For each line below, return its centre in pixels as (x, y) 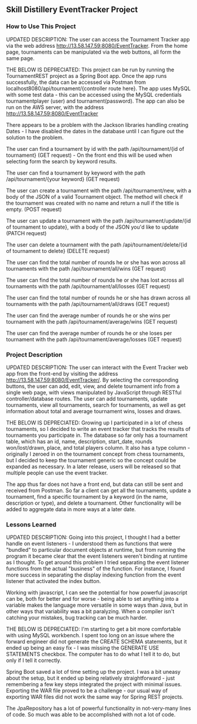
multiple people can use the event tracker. (57, 473)
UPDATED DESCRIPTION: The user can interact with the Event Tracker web (97, 367)
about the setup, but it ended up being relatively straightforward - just (91, 678)
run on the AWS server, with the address (55, 107)
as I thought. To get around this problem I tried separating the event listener (98, 562)
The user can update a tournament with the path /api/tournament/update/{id (98, 221)
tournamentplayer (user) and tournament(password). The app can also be (96, 101)
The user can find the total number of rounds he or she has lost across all (95, 280)
